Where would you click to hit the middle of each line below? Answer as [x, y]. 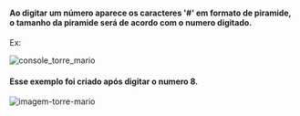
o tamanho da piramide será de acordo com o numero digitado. [131, 22]
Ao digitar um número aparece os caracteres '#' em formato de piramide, [150, 13]
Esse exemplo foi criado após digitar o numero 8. [104, 81]
